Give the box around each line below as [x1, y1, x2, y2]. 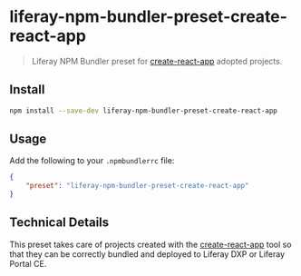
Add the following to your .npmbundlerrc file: [9, 155, 175, 166]
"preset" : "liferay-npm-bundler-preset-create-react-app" [25, 182, 249, 191]
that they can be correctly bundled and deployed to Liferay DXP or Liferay [9, 248, 286, 260]
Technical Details [9, 215, 110, 231]
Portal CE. [9, 258, 47, 269]
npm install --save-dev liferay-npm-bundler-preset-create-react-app [9, 106, 278, 115]
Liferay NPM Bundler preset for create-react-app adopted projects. [31, 55, 283, 66]
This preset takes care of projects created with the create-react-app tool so [9, 239, 292, 250]
